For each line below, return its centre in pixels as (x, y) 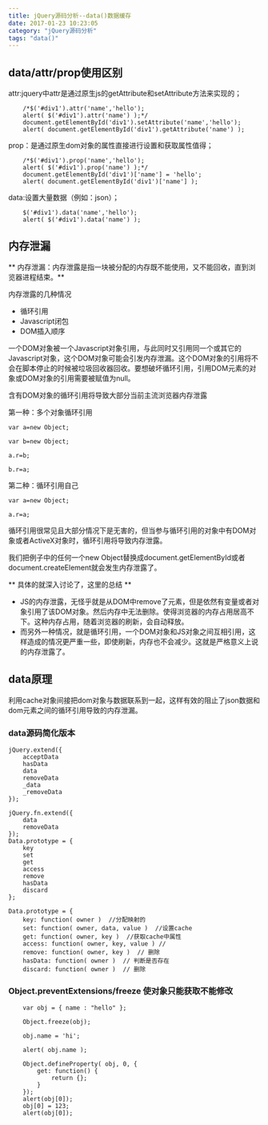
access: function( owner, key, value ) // (94, 944)
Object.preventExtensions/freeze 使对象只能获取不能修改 (121, 990)
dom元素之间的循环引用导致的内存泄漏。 (75, 710)
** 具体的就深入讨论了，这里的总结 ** (70, 584)
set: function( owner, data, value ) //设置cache (108, 928)
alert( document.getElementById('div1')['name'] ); (110, 182)
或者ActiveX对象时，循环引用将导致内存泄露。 (91, 540)
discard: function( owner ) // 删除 (84, 969)
